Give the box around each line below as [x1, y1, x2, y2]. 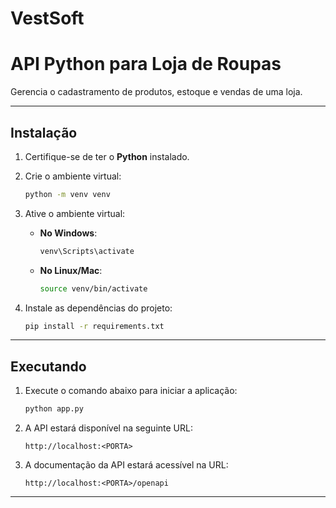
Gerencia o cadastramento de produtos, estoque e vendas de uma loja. [10, 86, 303, 98]
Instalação [10, 124, 78, 141]
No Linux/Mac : [39, 264, 103, 276]
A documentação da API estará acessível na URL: [24, 459, 229, 471]
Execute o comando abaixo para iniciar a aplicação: [24, 385, 238, 397]
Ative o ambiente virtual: [24, 207, 126, 219]
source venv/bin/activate [39, 283, 148, 294]
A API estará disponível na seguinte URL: [24, 422, 193, 434]
